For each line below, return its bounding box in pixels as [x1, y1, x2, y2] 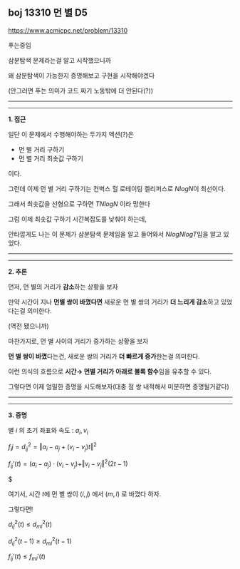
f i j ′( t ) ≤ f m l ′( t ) [8, 552, 46, 563]
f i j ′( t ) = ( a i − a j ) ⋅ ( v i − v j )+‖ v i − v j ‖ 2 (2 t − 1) [8, 458, 128, 469]
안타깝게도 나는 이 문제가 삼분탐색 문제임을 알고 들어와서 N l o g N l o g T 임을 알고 [8, 230, 222, 238]
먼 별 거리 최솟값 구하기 [18, 154, 84, 163]
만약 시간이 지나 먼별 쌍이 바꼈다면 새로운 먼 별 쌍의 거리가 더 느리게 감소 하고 [8, 297, 219, 306]
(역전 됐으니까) [8, 322, 49, 330]
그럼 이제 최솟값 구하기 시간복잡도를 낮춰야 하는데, [8, 215, 147, 223]
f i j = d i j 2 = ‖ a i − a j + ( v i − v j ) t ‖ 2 [8, 441, 97, 453]
